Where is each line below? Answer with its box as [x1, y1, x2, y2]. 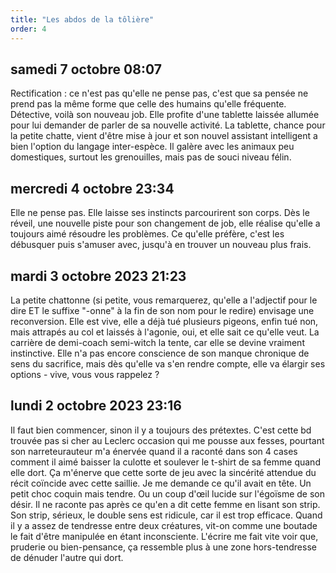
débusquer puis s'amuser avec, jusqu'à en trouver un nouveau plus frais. [10, 239, 312, 251]
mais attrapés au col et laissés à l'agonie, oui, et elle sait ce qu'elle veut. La [10, 326, 320, 338]
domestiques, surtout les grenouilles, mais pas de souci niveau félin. [10, 151, 292, 163]
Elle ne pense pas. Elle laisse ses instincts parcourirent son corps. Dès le [10, 207, 310, 219]
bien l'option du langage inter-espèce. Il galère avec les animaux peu [10, 141, 295, 153]
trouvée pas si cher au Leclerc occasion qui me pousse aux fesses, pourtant [10, 434, 325, 446]
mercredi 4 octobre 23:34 [10, 180, 175, 197]
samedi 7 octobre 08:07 [10, 61, 162, 78]
